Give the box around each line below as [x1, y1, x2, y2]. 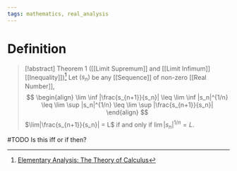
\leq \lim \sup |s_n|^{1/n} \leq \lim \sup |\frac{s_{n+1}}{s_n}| [41, 100, 214, 110]
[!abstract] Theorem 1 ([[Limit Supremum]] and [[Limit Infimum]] [24, 64, 210, 73]
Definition [7, 40, 67, 57]
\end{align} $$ [106, 108, 149, 117]
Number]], [24, 82, 55, 90]
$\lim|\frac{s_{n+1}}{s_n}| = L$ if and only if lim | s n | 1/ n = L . [24, 119, 195, 131]
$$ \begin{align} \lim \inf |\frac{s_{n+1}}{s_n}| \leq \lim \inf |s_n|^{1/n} [26, 93, 229, 102]
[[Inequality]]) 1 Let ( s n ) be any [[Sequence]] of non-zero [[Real [24, 71, 207, 83]
